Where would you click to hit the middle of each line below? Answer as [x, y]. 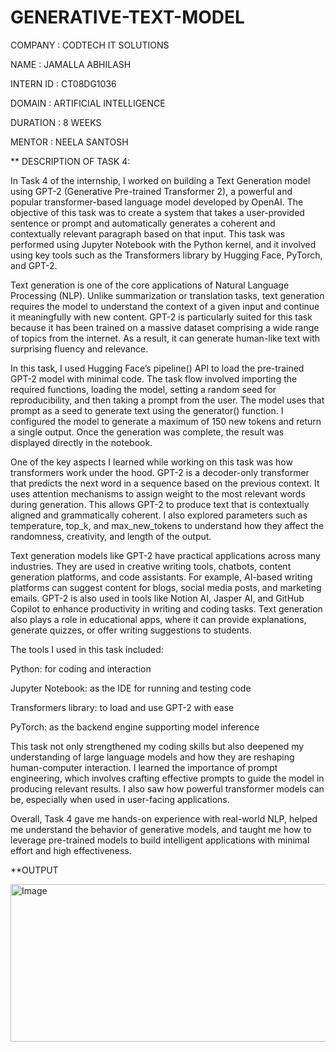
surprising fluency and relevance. [79, 348]
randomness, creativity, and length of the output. [111, 536]
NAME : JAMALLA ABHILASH [71, 64]
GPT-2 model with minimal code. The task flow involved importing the [154, 378]
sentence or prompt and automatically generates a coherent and [143, 223]
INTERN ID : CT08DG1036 [63, 83]
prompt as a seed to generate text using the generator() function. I [147, 410]
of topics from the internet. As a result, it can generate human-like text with [165, 338]
